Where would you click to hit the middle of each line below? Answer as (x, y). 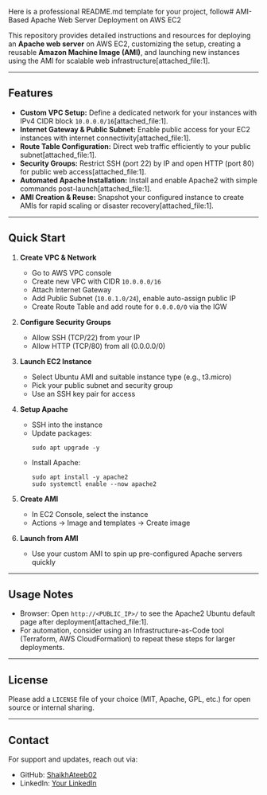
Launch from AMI (49, 538)
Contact (29, 740)
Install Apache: (56, 462)
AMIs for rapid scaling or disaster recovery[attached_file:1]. (117, 206)
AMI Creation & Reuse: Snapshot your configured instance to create (132, 197)
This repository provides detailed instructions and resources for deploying (130, 35)
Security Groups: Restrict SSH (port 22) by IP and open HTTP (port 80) (137, 163)
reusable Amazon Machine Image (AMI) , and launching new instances (124, 52)
